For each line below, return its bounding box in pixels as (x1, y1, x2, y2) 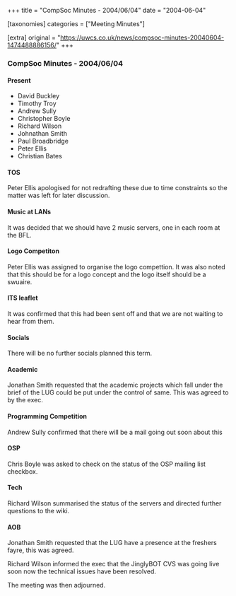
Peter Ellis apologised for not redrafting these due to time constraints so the (7, 184, 228, 192)
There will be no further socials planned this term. (7, 349, 153, 358)
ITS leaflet (7, 293, 38, 303)
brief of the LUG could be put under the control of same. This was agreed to (7, 388, 229, 397)
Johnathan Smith (17, 129, 68, 138)
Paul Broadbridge (17, 137, 69, 146)
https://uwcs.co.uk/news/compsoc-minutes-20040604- (59, 33, 225, 42)
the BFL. (7, 230, 32, 239)
